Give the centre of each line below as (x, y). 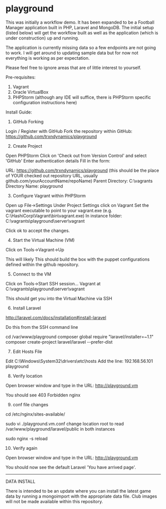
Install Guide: (19, 112)
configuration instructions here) (45, 102)
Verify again (25, 448)
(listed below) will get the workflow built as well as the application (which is (82, 33)
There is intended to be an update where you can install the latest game (78, 491)
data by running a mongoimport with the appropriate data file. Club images (81, 496)
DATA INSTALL (21, 481)
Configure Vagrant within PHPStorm (49, 196)
